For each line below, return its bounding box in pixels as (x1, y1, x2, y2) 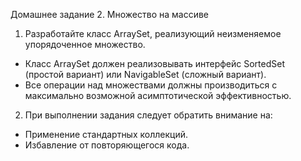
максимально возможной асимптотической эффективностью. (24, 90, 292, 101)
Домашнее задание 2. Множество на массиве (10, 9, 210, 20)
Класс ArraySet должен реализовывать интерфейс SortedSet (24, 58, 286, 69)
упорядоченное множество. (24, 39, 146, 50)
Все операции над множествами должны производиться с (24, 79, 278, 91)
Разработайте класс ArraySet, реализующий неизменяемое (24, 28, 282, 39)
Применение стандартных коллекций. (24, 129, 188, 140)
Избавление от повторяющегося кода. (24, 139, 190, 151)
